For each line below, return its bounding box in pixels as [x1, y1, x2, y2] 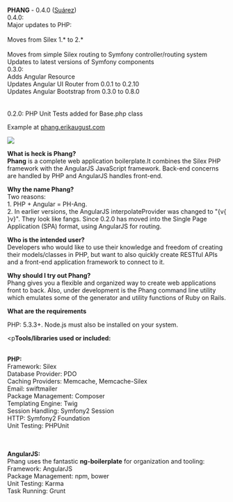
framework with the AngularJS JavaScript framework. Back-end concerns [7, 164, 219, 173]
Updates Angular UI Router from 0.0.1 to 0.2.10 [7, 80, 140, 88]
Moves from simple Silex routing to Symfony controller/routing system [7, 50, 207, 58]
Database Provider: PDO [7, 370, 77, 378]
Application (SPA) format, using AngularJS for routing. [7, 222, 162, 230]
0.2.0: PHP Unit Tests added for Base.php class [7, 109, 143, 118]
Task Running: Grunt [7, 487, 66, 495]
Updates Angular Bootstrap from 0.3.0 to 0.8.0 [7, 87, 140, 95]
